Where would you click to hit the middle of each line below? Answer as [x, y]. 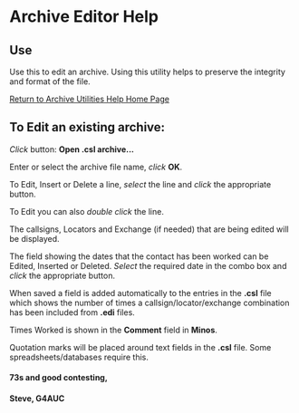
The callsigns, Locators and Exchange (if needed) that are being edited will [149, 229]
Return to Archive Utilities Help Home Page [90, 99]
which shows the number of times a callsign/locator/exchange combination [149, 303]
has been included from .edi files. [72, 312]
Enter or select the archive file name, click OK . [96, 167]
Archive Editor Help [84, 17]
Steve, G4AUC [37, 399]
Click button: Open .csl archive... [72, 149]
